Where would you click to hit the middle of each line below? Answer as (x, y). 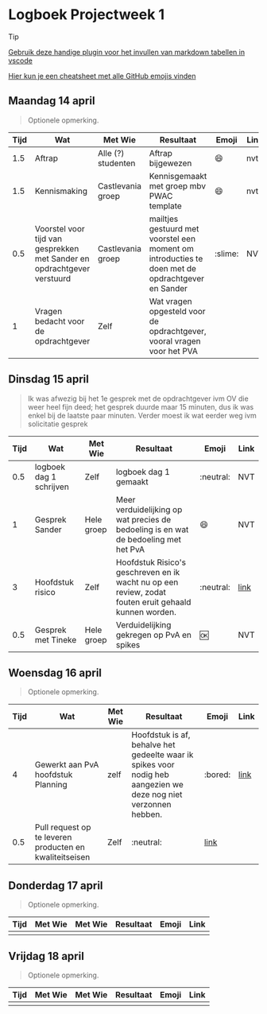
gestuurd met (174, 228)
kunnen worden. (146, 612)
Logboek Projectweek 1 (87, 15)
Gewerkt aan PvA (67, 765)
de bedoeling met (148, 539)
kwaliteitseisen (62, 857)
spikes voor (153, 765)
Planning (51, 785)
